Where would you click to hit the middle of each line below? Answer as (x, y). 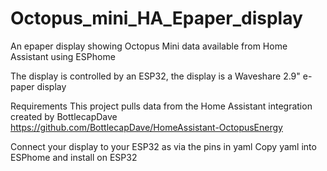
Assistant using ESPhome (63, 56)
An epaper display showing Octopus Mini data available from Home (149, 46)
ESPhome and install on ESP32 (74, 157)
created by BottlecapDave (64, 116)
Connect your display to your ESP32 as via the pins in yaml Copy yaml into (163, 146)
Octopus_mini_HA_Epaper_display (156, 18)
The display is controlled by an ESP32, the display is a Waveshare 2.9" (155, 76)
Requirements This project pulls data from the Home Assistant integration (161, 106)
